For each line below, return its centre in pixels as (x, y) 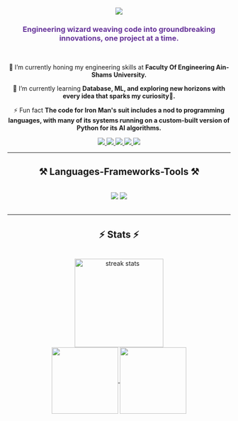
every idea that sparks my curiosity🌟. (119, 96)
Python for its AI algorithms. (119, 128)
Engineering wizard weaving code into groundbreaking (119, 30)
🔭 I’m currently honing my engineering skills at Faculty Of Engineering (112, 67)
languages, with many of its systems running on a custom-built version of (119, 120)
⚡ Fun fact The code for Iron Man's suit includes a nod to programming (119, 111)
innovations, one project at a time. (119, 38)
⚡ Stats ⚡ (119, 234)
